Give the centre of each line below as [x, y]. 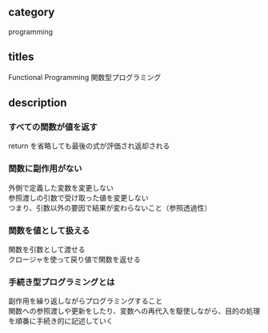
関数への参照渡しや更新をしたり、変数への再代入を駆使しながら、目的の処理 [134, 311]
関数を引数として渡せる [47, 249]
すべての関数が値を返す [53, 126]
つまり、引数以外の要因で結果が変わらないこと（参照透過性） [110, 207]
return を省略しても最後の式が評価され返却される [89, 146]
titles [21, 57]
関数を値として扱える [49, 231]
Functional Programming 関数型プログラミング [85, 77]
